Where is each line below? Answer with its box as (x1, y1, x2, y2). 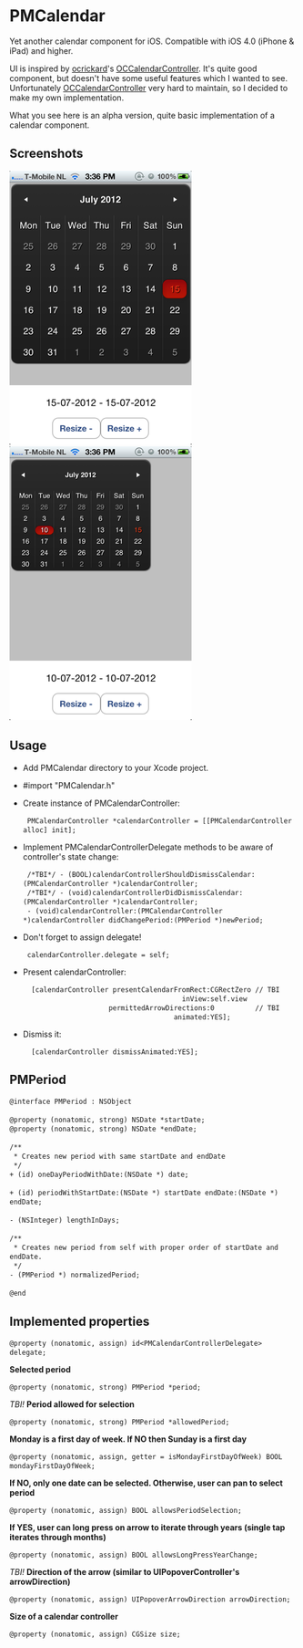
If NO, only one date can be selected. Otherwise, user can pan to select (9, 1477, 284, 1488)
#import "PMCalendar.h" (22, 779, 116, 790)
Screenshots (9, 146, 84, 162)
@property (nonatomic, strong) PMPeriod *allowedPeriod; (9, 1418, 230, 1427)
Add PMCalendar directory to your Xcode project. (22, 762, 209, 773)
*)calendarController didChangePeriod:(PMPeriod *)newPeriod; (22, 915, 264, 924)
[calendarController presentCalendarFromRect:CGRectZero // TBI (31, 985, 280, 995)
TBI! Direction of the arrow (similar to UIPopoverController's (9, 1567, 240, 1578)
